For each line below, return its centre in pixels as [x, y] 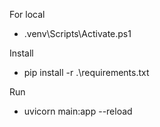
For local [27, 14]
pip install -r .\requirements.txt [86, 72]
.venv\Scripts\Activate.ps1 [77, 33]
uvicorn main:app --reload [78, 111]
